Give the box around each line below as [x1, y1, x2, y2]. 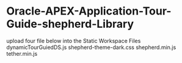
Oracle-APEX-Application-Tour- [6, 4, 172, 18]
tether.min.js [6, 50, 38, 57]
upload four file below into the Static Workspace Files [6, 37, 141, 44]
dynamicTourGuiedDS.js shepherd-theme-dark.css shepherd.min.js [6, 44, 177, 51]
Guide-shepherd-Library [6, 17, 134, 31]
